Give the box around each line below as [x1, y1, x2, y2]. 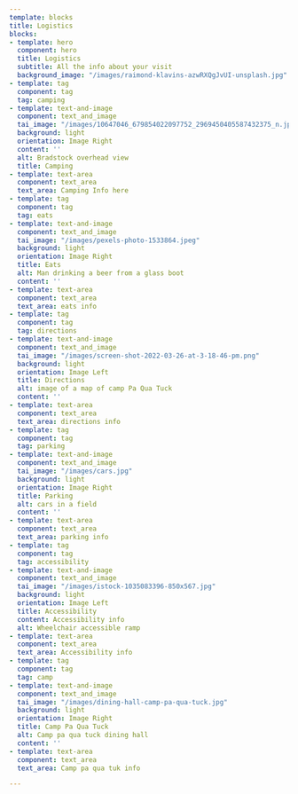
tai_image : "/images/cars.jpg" [17, 467, 133, 476]
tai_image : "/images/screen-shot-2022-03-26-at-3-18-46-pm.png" [17, 351, 260, 360]
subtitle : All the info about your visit [17, 63, 173, 72]
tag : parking [17, 442, 66, 451]
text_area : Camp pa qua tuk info [17, 764, 141, 773]
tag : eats [17, 210, 53, 220]
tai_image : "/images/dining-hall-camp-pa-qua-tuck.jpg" [17, 697, 228, 706]
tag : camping [17, 95, 66, 105]
